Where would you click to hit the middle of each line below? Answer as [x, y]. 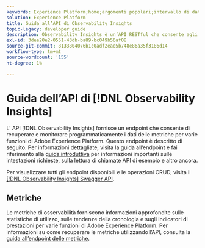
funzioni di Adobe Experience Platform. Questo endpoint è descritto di [95, 141]
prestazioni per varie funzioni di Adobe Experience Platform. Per [87, 225]
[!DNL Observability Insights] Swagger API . [60, 179]
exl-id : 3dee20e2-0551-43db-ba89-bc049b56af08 [67, 40]
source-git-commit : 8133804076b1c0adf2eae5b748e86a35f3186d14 [87, 46]
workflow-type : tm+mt [34, 52]
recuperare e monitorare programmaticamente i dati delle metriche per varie [102, 135]
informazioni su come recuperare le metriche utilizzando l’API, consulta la [99, 232]
